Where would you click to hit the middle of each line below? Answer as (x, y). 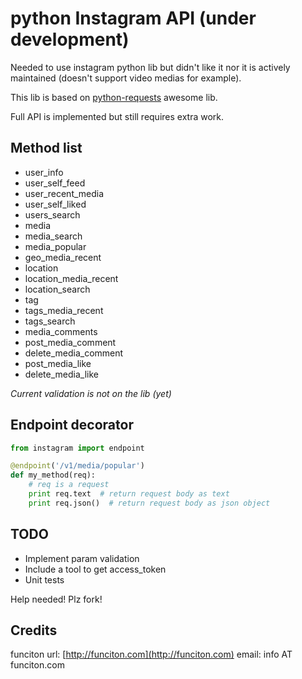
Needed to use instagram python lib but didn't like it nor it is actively (150, 67)
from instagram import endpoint (77, 448)
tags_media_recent (64, 310)
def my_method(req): (53, 475)
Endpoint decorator (72, 425)
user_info (44, 172)
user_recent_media (64, 193)
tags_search (50, 321)
